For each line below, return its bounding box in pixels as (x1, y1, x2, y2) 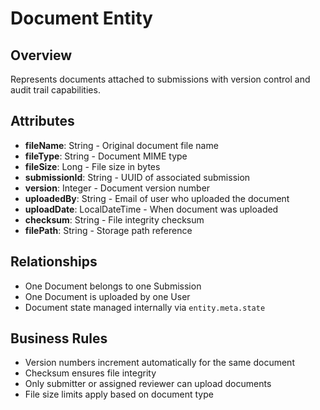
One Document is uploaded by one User (24, 290, 191, 302)
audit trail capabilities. (10, 84, 101, 96)
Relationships (10, 253, 98, 271)
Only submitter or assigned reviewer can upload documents (24, 378, 272, 390)
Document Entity (10, 7, 153, 30)
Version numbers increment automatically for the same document (24, 357, 295, 369)
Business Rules (10, 330, 108, 347)
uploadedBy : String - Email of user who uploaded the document (24, 192, 290, 204)
